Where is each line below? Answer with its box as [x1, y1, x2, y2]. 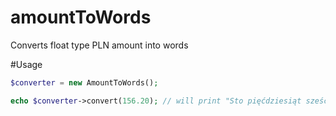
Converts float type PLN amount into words [10, 39, 189, 51]
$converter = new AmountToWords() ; [10, 77, 159, 88]
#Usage [10, 58, 43, 70]
